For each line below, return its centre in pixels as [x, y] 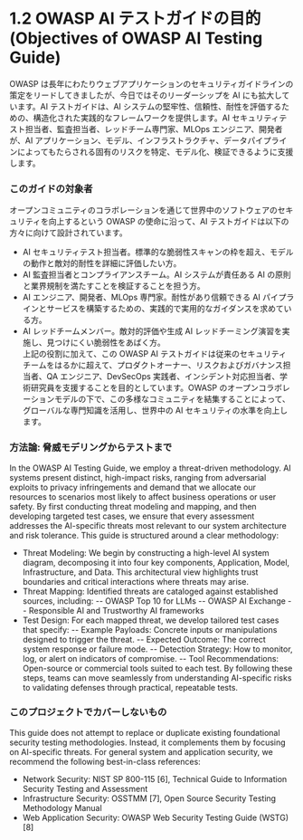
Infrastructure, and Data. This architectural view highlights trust [140, 572]
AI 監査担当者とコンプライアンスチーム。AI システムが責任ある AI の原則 [156, 275]
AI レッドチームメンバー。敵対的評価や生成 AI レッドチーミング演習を [152, 331]
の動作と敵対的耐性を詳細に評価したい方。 [102, 263]
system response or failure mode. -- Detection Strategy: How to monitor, [157, 649]
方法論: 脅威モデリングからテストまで [91, 447]
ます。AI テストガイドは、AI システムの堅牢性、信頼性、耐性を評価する [149, 106]
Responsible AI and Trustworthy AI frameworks [117, 610]
